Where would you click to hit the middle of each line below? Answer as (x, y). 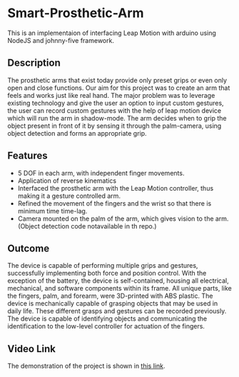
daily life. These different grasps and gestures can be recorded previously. (117, 311)
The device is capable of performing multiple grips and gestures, (103, 266)
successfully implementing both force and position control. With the (107, 273)
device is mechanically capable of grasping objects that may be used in (113, 303)
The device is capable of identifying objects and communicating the (107, 318)
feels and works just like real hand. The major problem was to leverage (111, 95)
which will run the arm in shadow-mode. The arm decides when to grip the (117, 118)
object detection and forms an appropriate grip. (77, 133)
